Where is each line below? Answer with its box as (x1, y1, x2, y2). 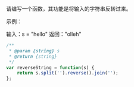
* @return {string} (8, 53, 58, 60)
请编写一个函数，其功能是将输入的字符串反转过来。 (6, 5, 132, 12)
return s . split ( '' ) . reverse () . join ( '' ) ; (17, 70, 119, 76)
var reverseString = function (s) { (6, 64, 95, 70)
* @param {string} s (8, 48, 60, 54)
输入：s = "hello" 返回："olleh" (6, 30, 82, 38)
